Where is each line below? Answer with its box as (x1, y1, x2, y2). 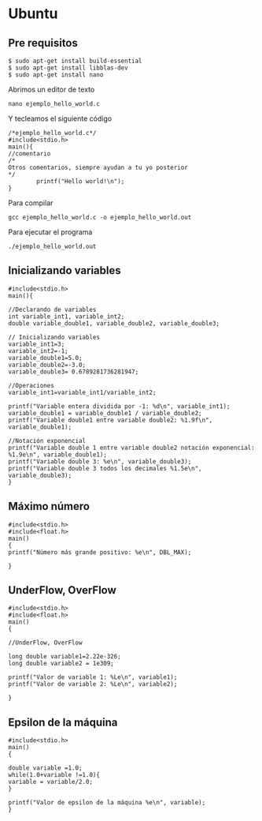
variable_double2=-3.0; (8, 361, 87, 369)
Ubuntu (8, 5, 58, 23)
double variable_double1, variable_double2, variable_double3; (8, 319, 220, 328)
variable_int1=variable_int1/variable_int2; (8, 388, 157, 396)
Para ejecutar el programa (8, 227, 93, 237)
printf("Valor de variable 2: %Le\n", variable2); (8, 680, 178, 688)
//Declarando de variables (8, 306, 97, 313)
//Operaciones (8, 381, 55, 389)
